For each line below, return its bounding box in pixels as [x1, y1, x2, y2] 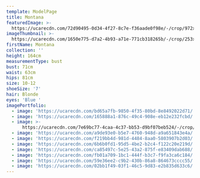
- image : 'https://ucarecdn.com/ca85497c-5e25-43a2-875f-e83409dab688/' [11, 147, 196, 152]
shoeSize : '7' [6, 86, 42, 92]
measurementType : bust [6, 58, 62, 64]
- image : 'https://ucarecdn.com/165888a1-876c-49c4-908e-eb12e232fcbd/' [11, 113, 196, 119]
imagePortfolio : [6, 102, 46, 109]
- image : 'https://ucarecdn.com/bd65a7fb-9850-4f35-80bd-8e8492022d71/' [11, 108, 196, 114]
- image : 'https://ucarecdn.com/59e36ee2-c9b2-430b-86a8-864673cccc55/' [11, 158, 196, 164]
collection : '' [6, 47, 44, 53]
